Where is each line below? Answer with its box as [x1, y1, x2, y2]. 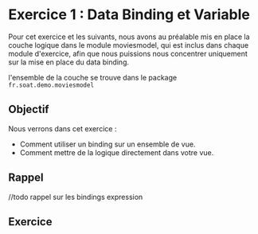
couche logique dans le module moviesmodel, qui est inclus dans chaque [8, 40, 249, 49]
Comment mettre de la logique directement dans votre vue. [19, 147, 214, 157]
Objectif [8, 103, 49, 116]
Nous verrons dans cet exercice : [8, 123, 117, 133]
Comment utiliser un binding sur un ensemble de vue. [19, 139, 196, 149]
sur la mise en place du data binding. [8, 57, 130, 67]
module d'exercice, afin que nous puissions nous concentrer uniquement [8, 49, 248, 58]
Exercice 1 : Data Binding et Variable [8, 6, 251, 24]
